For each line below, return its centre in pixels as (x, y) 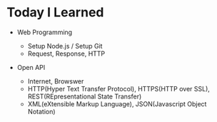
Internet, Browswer (56, 81)
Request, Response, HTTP (66, 54)
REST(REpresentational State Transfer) (85, 96)
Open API (31, 67)
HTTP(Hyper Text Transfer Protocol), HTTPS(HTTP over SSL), (118, 88)
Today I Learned (55, 12)
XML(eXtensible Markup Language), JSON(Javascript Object (117, 103)
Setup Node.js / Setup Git (65, 46)
